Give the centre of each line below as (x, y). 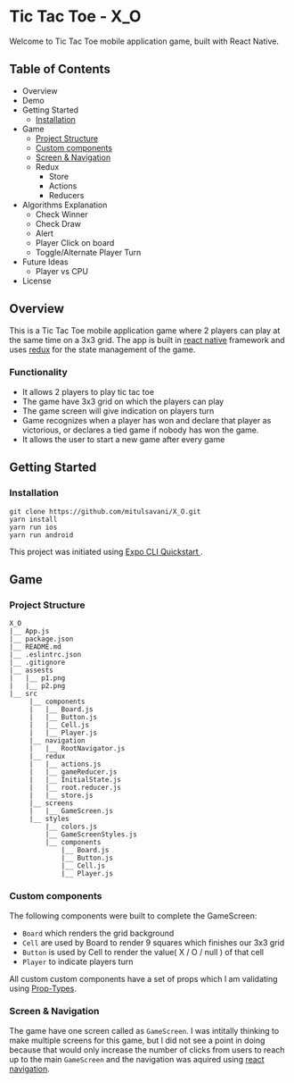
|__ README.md (36, 647)
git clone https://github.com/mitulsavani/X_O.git (105, 511)
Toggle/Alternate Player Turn (88, 252)
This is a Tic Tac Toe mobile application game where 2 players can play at (145, 330)
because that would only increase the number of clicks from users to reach (147, 1049)
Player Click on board (75, 242)
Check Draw (58, 223)
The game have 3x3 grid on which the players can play (123, 401)
